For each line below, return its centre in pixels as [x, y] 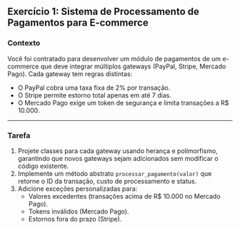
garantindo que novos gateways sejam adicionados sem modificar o [118, 158]
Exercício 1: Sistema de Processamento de [104, 12]
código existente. [43, 166]
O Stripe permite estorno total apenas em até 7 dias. [94, 95]
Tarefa [19, 135]
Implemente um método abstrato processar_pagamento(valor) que [115, 173]
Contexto [24, 43]
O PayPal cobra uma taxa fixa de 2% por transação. [94, 88]
